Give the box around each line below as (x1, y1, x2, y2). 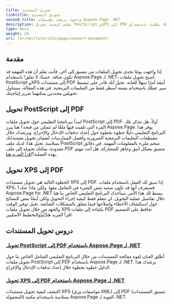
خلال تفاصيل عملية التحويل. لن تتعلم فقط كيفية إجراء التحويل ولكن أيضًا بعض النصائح (6, 195, 165, 201)
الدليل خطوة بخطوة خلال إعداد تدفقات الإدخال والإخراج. (6, 264, 111, 270)
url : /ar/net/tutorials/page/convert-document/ (6, 36, 109, 41)
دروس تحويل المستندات (6, 226, 73, 235)
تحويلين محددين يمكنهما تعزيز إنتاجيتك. (6, 90, 78, 96)
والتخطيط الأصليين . (6, 212, 73, 218)
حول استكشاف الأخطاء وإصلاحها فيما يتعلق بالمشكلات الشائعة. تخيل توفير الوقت (6, 201, 158, 207)
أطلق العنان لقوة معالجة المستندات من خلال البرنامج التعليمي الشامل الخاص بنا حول (6, 253, 165, 259)
